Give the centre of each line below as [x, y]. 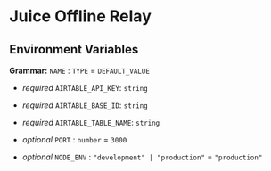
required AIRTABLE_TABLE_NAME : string [91, 122]
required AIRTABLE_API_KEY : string [85, 88]
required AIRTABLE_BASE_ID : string [85, 105]
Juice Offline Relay [80, 16]
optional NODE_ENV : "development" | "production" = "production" [142, 157]
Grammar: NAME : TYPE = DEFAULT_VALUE [79, 70]
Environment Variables [74, 49]
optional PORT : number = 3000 [74, 139]
